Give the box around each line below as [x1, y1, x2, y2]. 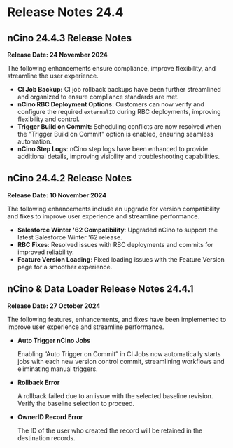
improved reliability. [17, 248, 75, 256]
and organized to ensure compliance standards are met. [17, 92, 180, 101]
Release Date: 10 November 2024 [7, 190, 107, 199]
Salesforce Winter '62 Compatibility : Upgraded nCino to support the [17, 225, 218, 234]
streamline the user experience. [7, 71, 99, 80]
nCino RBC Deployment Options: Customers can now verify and [17, 100, 204, 108]
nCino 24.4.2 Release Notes [7, 172, 132, 184]
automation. [17, 137, 52, 146]
